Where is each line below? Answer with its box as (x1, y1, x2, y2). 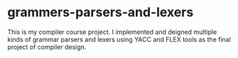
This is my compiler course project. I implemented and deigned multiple (7, 28, 217, 36)
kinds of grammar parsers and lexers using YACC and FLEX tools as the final (7, 35, 231, 43)
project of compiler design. (7, 42, 87, 51)
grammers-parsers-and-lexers (7, 4, 194, 21)
